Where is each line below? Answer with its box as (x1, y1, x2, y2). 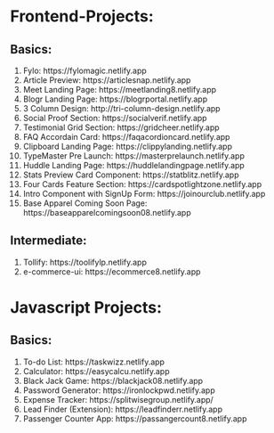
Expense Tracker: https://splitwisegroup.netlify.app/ (22, 394, 214, 404)
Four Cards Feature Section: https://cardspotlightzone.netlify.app (22, 179, 262, 189)
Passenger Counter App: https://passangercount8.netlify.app (22, 413, 247, 424)
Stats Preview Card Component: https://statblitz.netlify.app (22, 169, 239, 180)
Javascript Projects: (10, 298, 163, 317)
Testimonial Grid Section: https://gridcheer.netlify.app (22, 122, 221, 133)
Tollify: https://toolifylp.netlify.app (22, 257, 148, 267)
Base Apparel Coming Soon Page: (22, 198, 148, 208)
